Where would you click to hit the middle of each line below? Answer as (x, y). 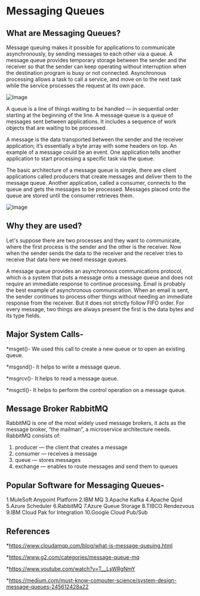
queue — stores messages (48, 460)
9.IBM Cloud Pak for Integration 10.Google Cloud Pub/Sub (77, 512)
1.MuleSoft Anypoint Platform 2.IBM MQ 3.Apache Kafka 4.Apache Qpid (94, 500)
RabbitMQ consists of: (33, 436)
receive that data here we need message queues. (67, 259)
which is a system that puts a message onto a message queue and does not (99, 277)
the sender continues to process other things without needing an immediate (99, 296)
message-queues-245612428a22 (47, 587)
